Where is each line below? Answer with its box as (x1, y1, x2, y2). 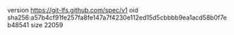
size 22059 (30, 21, 63, 29)
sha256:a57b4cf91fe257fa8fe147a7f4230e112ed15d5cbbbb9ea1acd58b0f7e (7, 13, 228, 22)
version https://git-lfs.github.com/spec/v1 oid (7, 6, 139, 14)
